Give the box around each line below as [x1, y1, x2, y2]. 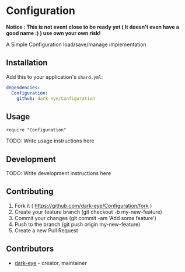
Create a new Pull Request [14, 226, 79, 234]
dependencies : [6, 85, 41, 90]
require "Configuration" [6, 127, 67, 133]
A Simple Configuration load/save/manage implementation [6, 41, 147, 48]
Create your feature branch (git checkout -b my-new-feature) [14, 208, 162, 215]
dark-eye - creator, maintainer [14, 259, 87, 266]
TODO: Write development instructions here [6, 170, 111, 176]
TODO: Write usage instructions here [6, 137, 95, 144]
